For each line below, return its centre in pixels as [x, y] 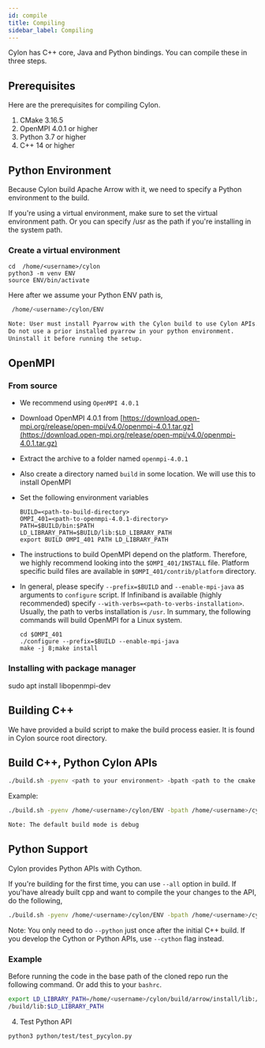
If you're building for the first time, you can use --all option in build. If [122, 884]
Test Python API [46, 1021]
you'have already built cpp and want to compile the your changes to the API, [132, 892]
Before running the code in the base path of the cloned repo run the [118, 976]
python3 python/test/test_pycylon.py [70, 1036]
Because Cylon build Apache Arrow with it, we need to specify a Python [125, 189]
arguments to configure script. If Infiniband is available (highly [121, 595]
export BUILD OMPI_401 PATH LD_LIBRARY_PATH [94, 540]
